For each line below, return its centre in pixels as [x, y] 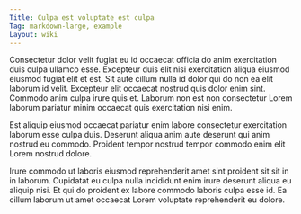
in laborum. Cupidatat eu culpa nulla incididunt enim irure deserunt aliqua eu [150, 181]
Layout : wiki [34, 34]
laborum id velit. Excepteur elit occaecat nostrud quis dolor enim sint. [137, 89]
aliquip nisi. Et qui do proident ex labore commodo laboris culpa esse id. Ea [148, 191]
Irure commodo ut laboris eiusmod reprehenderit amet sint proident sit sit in [149, 171]
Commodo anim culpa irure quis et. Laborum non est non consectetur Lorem [151, 98]
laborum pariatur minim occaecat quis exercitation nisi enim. [121, 108]
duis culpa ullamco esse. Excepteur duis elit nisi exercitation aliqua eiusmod [150, 69]
